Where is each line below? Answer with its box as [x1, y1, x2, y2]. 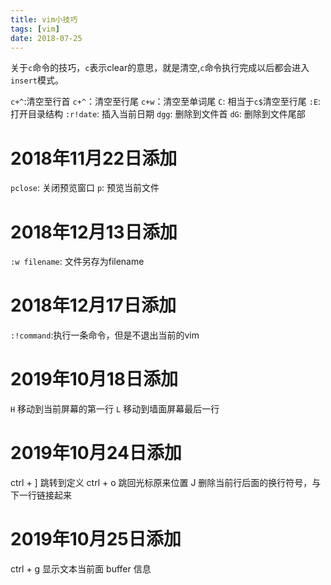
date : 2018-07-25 [10, 33, 83, 43]
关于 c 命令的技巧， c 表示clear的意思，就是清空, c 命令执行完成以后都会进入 [10, 62, 310, 74]
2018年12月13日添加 [10, 221, 178, 243]
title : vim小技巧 [10, 14, 78, 25]
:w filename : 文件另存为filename [10, 256, 145, 268]
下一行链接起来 [10, 489, 72, 501]
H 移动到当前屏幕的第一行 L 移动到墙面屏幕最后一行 [10, 403, 220, 415]
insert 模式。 [10, 74, 64, 86]
